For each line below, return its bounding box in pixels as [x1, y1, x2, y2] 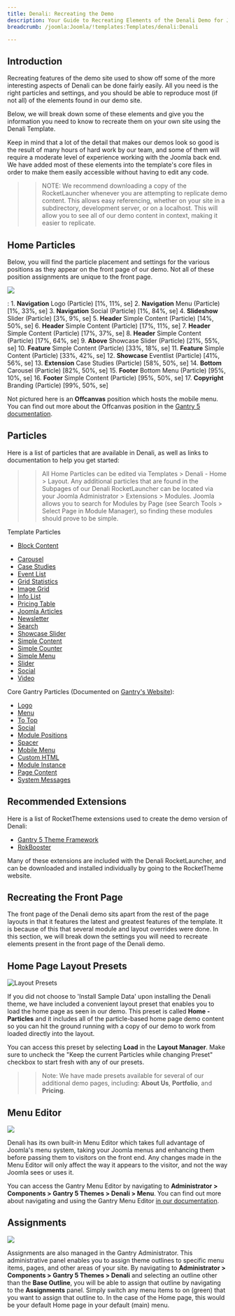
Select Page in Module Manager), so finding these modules [41, 506, 213, 515]
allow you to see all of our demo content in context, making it [41, 212, 218, 220]
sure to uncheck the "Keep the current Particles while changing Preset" [7, 1051, 213, 1059]
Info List [17, 592, 41, 600]
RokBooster [17, 843, 51, 851]
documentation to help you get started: [7, 456, 120, 464]
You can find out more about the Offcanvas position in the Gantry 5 [7, 402, 201, 410]
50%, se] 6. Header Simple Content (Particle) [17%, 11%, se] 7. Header [7, 321, 211, 330]
